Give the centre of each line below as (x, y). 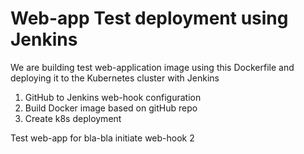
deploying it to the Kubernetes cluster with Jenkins (115, 78)
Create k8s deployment (73, 118)
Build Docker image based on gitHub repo (111, 108)
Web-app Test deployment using (149, 18)
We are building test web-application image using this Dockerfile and (152, 67)
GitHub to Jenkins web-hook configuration (113, 97)
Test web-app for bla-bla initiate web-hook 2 (102, 138)
